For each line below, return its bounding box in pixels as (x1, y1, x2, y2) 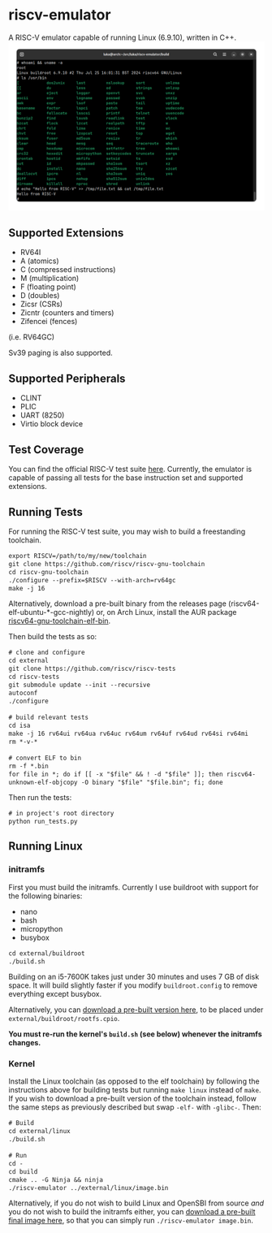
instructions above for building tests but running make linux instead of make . (8, 1084, 261, 1094)
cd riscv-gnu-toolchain (8, 568, 89, 576)
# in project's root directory (8, 809, 114, 817)
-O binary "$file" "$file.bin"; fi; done (80, 778, 223, 786)
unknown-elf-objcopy (8, 778, 79, 786)
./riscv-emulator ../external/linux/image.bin (8, 1183, 169, 1192)
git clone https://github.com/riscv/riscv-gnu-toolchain (8, 560, 205, 568)
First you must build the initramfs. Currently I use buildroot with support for (8, 882, 259, 892)
